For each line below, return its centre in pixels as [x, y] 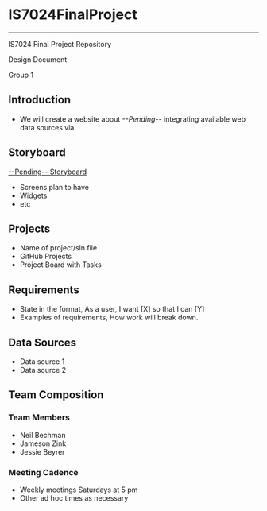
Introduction [40, 100]
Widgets [33, 195]
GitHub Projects [46, 257]
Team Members [39, 417]
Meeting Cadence [43, 472]
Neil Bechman [43, 435]
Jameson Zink [43, 443]
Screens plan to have [54, 187]
